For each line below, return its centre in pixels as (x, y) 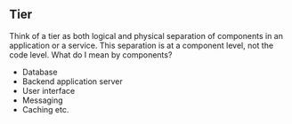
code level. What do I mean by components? (91, 54)
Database (40, 72)
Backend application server (72, 81)
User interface (49, 90)
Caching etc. (45, 109)
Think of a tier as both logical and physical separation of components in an (146, 35)
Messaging (43, 100)
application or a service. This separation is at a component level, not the (142, 45)
